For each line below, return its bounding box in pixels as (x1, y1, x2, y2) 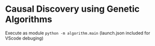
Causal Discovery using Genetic (5, 3, 140, 15)
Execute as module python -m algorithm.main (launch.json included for (5, 30, 151, 36)
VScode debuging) (5, 35, 44, 41)
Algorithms (5, 14, 52, 25)
